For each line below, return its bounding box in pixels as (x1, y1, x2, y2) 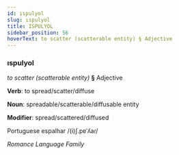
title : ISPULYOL (7, 23, 53, 29)
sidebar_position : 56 (7, 29, 69, 36)
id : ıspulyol (7, 10, 44, 17)
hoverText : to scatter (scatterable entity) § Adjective (7, 36, 173, 43)
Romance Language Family (7, 140, 85, 148)
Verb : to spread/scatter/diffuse (7, 87, 95, 95)
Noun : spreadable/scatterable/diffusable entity (7, 100, 139, 108)
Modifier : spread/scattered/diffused (7, 114, 109, 122)
